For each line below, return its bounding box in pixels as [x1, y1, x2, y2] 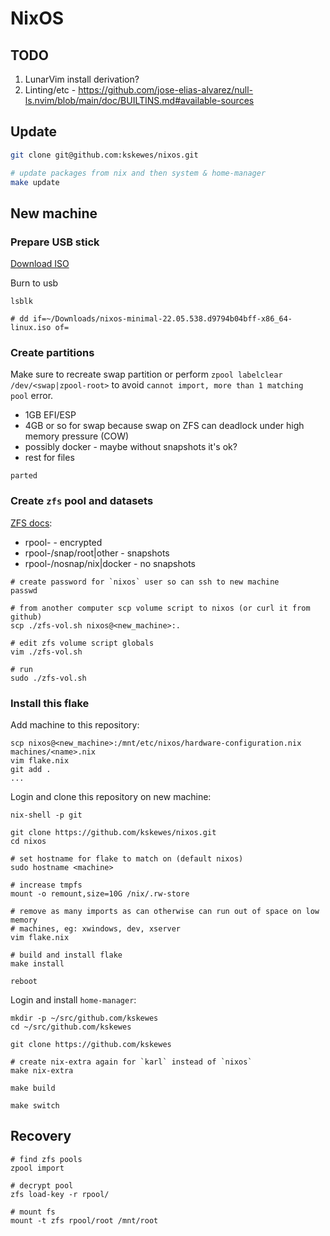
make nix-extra [10, 1066, 74, 1076]
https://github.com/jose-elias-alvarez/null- [78, 84, 254, 96]
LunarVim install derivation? [24, 73, 140, 85]
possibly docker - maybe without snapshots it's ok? [24, 441, 238, 453]
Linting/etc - [24, 84, 77, 96]
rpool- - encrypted [24, 536, 103, 548]
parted [10, 471, 38, 481]
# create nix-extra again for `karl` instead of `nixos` [10, 1057, 253, 1067]
